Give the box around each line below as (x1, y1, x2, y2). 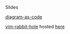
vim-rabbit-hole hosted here (5, 23, 65, 29)
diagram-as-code (5, 14, 42, 19)
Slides (5, 4, 18, 10)
